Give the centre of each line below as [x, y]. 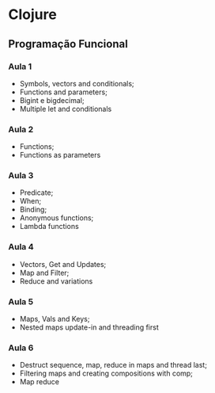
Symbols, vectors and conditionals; [77, 83]
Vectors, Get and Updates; [63, 264]
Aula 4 [21, 247]
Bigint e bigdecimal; [52, 100]
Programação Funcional [68, 44]
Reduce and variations [56, 281]
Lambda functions [49, 227]
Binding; [33, 210]
